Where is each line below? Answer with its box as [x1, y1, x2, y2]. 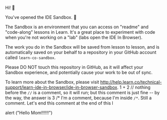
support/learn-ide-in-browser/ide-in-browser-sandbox [5, 84, 118, 90]
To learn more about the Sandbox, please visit [5, 79, 99, 85]
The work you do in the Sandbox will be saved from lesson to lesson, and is [5, 44, 160, 50]
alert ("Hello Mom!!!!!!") [5, 110, 53, 116]
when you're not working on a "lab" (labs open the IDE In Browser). [5, 35, 143, 40]
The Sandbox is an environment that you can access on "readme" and [5, 24, 149, 30]
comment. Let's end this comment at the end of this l [5, 100, 113, 106]
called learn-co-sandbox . [5, 55, 56, 60]
